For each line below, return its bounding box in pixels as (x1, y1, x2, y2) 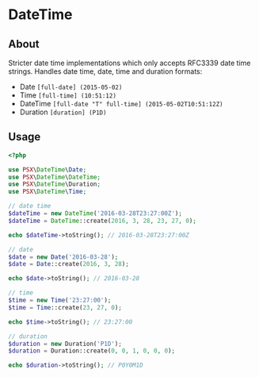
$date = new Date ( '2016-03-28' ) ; (8, 252, 119, 261)
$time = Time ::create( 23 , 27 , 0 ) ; (8, 303, 123, 311)
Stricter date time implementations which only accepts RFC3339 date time (8, 58, 251, 67)
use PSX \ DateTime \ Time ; (8, 188, 87, 196)
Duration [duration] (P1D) (19, 107, 107, 117)
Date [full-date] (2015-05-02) (19, 82, 123, 91)
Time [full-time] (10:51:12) (19, 90, 117, 100)
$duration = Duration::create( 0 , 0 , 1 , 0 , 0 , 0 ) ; (8, 347, 176, 355)
